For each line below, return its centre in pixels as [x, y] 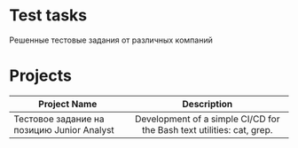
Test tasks [48, 16]
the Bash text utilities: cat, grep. [207, 129]
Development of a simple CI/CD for [207, 119]
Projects [41, 76]
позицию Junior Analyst [64, 129]
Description [208, 104]
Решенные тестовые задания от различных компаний [111, 40]
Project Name [68, 104]
